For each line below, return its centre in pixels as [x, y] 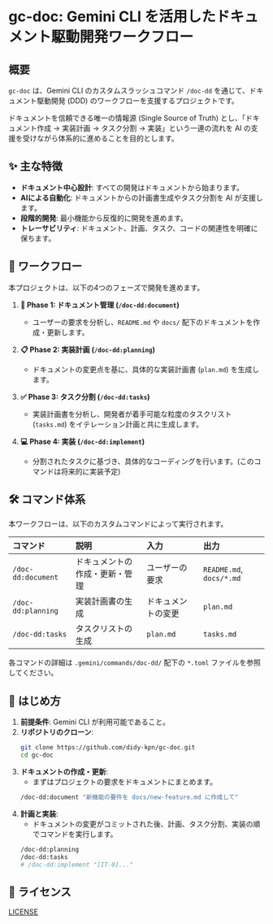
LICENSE [24, 912]
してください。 [33, 673]
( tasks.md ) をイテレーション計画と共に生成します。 [118, 424]
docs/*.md [222, 579]
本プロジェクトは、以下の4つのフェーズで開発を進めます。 [106, 287]
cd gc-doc [37, 755]
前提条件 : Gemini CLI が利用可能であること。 [95, 722]
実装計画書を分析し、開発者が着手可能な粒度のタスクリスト [132, 414]
